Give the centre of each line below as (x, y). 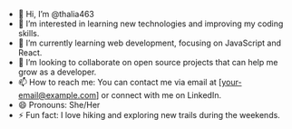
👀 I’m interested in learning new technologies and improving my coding (151, 24)
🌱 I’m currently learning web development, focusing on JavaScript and (150, 43)
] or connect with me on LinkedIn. (159, 95)
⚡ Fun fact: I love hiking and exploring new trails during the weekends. (149, 115)
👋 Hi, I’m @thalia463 (56, 14)
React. (30, 53)
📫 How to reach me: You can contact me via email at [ (120, 82)
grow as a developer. (57, 72)
